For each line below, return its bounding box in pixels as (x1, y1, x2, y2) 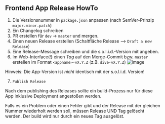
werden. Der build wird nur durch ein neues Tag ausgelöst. (5, 113, 124, 119)
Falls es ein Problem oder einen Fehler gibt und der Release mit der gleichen (5, 102, 161, 108)
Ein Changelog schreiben (12, 27, 64, 34)
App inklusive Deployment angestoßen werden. (5, 93, 102, 99)
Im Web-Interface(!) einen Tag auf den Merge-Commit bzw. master (12, 54, 148, 60)
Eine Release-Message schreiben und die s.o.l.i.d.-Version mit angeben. (12, 48, 159, 54)
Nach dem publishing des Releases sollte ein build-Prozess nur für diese (5, 87, 153, 93)
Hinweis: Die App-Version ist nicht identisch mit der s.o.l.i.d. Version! (5, 69, 145, 75)
